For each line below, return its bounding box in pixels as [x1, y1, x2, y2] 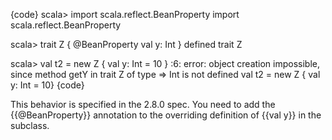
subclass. [10, 120, 50, 131]
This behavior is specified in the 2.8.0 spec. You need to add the [10, 99, 276, 110]
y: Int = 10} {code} [10, 79, 85, 91]
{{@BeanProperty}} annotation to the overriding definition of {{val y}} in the [10, 109, 322, 121]
